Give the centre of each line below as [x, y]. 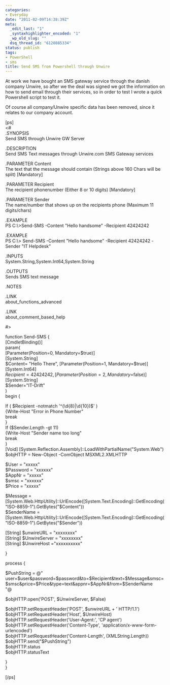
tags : [11, 52]
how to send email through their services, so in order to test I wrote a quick [84, 92]
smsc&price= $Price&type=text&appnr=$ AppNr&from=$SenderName [80, 584]
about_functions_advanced [33, 302]
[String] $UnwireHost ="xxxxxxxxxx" [44, 544]
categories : [18, 10]
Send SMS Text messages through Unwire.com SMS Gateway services [79, 154]
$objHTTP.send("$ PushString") [38, 641]
